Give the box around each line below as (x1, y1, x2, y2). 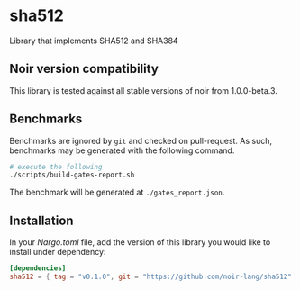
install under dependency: (9, 247, 106, 258)
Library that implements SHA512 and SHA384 (9, 35, 178, 46)
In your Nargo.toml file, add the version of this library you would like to (9, 237, 271, 248)
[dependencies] (9, 264, 67, 273)
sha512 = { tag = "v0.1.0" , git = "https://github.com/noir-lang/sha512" (9, 272, 293, 281)
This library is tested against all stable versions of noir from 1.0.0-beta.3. (9, 85, 277, 95)
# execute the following (9, 162, 103, 171)
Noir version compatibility (9, 61, 159, 77)
